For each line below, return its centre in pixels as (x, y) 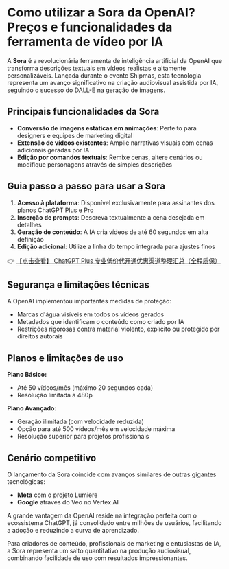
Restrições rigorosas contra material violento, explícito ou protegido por (118, 329)
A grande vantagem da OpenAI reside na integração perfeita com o (102, 515)
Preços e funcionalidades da (90, 27)
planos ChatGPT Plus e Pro (55, 210)
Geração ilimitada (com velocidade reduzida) (80, 422)
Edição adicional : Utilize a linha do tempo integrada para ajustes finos (116, 246)
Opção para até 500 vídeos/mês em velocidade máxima (96, 429)
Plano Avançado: (32, 408)
